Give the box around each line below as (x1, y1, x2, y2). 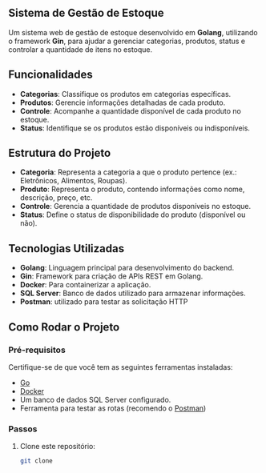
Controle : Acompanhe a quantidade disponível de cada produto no (19, 106, 242, 115)
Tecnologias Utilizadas (8, 242, 125, 255)
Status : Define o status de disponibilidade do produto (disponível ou (19, 210, 246, 219)
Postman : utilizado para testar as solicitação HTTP (19, 297, 188, 307)
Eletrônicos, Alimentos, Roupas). (19, 176, 128, 186)
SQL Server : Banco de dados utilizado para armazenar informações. (19, 288, 246, 299)
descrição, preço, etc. (19, 193, 93, 202)
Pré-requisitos (8, 344, 66, 355)
